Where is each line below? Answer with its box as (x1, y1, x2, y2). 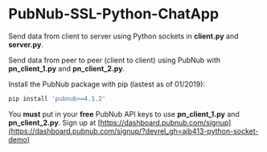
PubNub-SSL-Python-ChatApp (8, 5, 220, 23)
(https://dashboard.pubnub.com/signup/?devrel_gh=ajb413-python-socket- (8, 126, 259, 136)
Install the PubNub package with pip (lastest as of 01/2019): (8, 79, 206, 89)
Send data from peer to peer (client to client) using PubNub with (8, 55, 221, 65)
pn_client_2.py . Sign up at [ (8, 118, 101, 127)
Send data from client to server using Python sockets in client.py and (8, 31, 239, 41)
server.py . (8, 39, 44, 49)
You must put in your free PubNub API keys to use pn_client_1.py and (8, 109, 240, 118)
